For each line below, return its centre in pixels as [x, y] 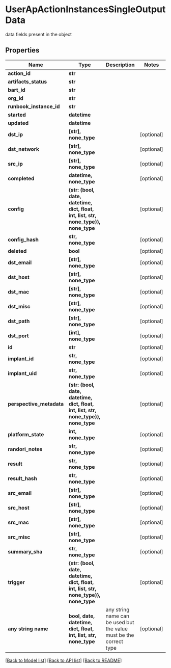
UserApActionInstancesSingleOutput [85, 9]
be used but [120, 622]
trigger [17, 582]
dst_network [23, 149]
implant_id [21, 359]
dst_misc [19, 306]
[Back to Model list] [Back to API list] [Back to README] [64, 660]
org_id [16, 98]
